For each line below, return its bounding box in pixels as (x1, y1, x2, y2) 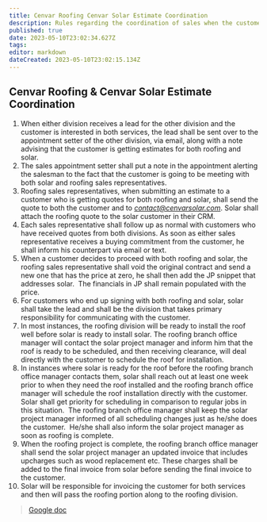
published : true (9, 26, 63, 34)
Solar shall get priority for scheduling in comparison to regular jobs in (20, 397, 247, 406)
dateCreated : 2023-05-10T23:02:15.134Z (9, 56, 141, 64)
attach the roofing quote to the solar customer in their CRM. (20, 211, 216, 221)
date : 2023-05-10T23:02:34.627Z (9, 33, 116, 42)
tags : (9, 41, 27, 49)
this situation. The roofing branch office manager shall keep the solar (20, 405, 248, 415)
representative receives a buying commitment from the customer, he (20, 236, 245, 246)
